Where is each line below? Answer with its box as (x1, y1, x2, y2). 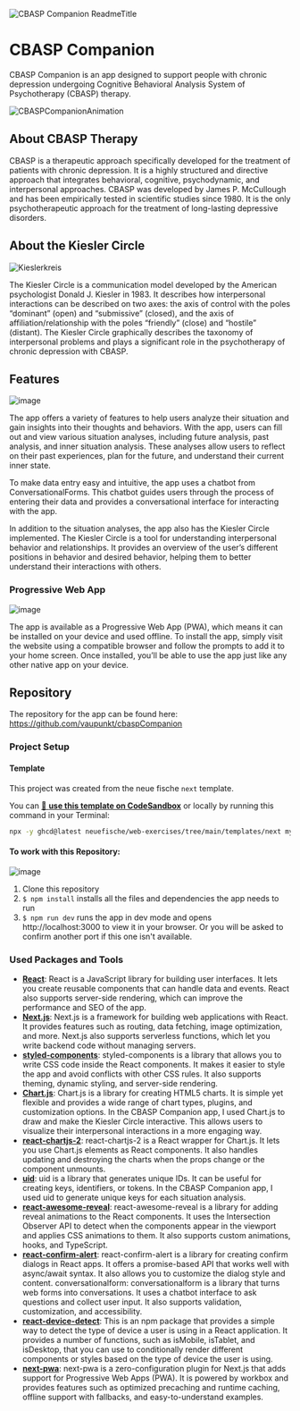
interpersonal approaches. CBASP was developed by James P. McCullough (9, 183, 287, 194)
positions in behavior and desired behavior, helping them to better (9, 552, 252, 562)
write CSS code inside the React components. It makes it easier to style (21, 1059, 286, 1069)
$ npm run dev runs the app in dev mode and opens (21, 912, 212, 923)
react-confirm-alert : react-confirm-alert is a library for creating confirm (21, 1248, 288, 1260)
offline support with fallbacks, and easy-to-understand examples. (21, 1391, 263, 1402)
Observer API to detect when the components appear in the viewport (21, 1221, 277, 1231)
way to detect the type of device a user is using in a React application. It (21, 1324, 288, 1336)
